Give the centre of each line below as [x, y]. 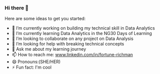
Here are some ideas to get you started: [45, 19]
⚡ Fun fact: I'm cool [31, 67]
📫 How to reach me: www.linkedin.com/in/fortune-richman [72, 55]
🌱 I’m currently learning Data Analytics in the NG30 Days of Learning [82, 34]
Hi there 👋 [17, 8]
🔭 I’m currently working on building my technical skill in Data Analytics [83, 28]
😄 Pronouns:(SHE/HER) [36, 62]
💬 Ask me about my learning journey [49, 49]
